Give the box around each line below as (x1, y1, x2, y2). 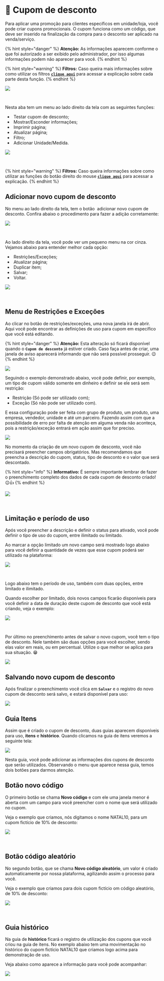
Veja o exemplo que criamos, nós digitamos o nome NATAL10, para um (5, 814, 148, 820)
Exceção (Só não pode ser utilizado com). (12, 400, 97, 406)
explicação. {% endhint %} (5, 178, 60, 184)
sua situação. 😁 (5, 650, 38, 655)
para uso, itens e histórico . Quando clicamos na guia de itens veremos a (5, 733, 152, 738)
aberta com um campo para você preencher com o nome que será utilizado (5, 799, 158, 805)
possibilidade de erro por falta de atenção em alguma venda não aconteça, (5, 420, 157, 426)
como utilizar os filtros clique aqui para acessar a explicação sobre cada (5, 71, 153, 76)
